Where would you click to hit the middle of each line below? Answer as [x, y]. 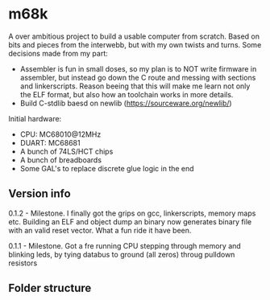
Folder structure [50, 288]
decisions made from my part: [58, 53]
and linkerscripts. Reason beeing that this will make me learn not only [135, 86]
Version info [39, 194]
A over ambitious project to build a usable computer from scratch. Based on [134, 36]
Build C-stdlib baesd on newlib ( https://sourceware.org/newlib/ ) [126, 103]
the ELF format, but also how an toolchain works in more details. [127, 94]
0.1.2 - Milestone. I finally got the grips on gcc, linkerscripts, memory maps [132, 213]
